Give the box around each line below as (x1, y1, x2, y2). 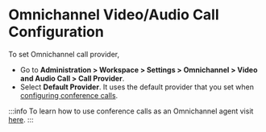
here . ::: (8, 114, 34, 124)
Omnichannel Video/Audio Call (8, 6, 219, 24)
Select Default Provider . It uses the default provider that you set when (19, 82, 255, 92)
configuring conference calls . (19, 90, 118, 100)
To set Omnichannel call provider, (8, 49, 120, 59)
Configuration (8, 23, 105, 41)
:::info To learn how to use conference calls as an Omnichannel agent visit (8, 106, 254, 116)
